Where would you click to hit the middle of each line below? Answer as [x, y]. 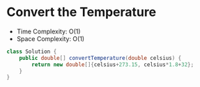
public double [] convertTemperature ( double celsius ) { [100, 58]
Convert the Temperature [82, 12]
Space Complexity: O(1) [51, 38]
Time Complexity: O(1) [48, 31]
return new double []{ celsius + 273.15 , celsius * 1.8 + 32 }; [113, 64]
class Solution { [32, 52]
